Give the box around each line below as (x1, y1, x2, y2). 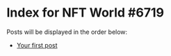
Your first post (16, 41, 58, 49)
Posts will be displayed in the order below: (6, 28, 128, 36)
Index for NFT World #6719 (6, 5, 165, 21)
